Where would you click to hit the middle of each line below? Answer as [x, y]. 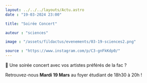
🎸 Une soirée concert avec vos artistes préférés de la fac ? [66, 65]
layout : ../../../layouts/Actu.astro [45, 10]
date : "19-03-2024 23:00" [33, 15]
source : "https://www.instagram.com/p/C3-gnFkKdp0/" [63, 51]
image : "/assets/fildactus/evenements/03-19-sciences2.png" [71, 42]
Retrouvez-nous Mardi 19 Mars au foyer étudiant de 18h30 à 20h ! [74, 75]
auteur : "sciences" [27, 33]
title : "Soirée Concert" [31, 24]
